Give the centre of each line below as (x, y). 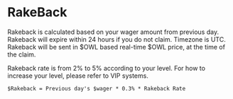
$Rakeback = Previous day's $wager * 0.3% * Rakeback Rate (97, 88)
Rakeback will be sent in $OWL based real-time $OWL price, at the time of (116, 47)
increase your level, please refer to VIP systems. (78, 76)
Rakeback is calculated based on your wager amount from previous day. (113, 32)
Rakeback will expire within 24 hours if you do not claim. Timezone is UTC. (116, 39)
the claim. (22, 54)
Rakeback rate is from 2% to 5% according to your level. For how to (107, 68)
